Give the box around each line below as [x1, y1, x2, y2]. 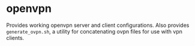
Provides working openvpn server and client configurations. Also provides [6, 22, 190, 29]
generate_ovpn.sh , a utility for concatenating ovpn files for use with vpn [6, 27, 183, 35]
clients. [6, 34, 25, 41]
